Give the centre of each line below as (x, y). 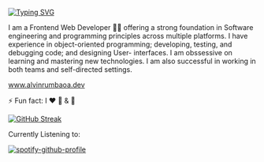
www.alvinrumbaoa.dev (46, 85)
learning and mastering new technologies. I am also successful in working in (132, 61)
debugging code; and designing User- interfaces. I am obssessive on (120, 53)
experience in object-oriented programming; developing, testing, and (120, 44)
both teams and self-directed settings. (70, 70)
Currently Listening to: (44, 134)
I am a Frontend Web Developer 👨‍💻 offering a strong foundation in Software (131, 27)
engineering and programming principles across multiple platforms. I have (128, 36)
